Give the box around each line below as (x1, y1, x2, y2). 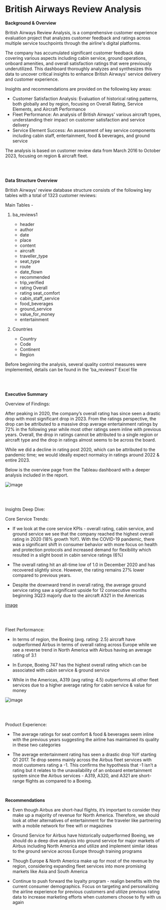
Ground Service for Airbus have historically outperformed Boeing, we (12, 832, 155, 838)
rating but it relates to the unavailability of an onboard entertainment (12, 767, 152, 773)
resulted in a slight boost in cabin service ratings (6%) (12, 552, 123, 558)
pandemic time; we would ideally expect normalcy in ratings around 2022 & (5, 452, 160, 457)
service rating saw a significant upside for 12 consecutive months (12, 587, 147, 593)
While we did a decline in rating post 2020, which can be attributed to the (5, 447, 156, 453)
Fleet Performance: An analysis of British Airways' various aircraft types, (12, 111, 162, 117)
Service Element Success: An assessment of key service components (12, 127, 156, 133)
